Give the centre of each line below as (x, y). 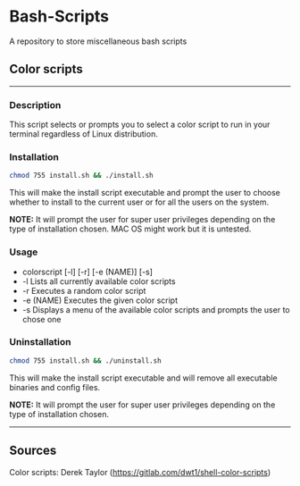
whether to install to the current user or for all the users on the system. (139, 202)
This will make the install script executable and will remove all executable (144, 378)
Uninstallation (40, 342)
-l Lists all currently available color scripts (99, 281)
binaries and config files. (55, 387)
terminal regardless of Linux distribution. (83, 134)
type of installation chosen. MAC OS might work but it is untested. (130, 229)
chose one (42, 319)
